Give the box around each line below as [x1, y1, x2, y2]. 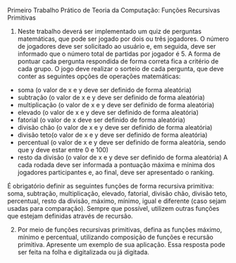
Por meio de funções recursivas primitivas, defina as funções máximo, [17, 226, 223, 233]
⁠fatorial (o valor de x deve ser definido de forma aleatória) [17, 116, 185, 124]
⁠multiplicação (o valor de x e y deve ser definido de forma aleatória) [17, 101, 215, 109]
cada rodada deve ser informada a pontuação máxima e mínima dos [17, 161, 216, 169]
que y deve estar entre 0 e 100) [17, 146, 109, 154]
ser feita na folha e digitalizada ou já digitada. [17, 248, 150, 256]
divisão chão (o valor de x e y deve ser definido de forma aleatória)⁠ [17, 123, 213, 131]
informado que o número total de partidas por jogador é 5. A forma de [17, 49, 221, 58]
